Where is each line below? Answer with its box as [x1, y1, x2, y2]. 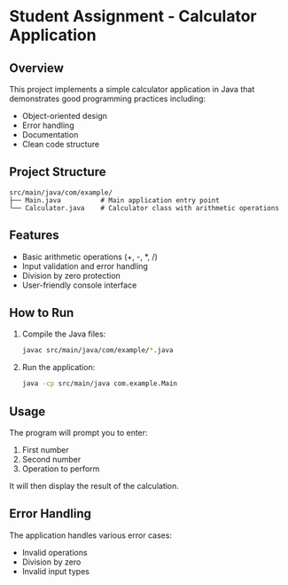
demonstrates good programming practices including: [9, 93, 206, 104]
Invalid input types [21, 565, 90, 576]
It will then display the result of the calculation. [9, 481, 180, 491]
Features [9, 228, 59, 243]
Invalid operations [21, 547, 88, 557]
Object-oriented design [21, 111, 108, 121]
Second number [21, 455, 82, 464]
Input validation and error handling [21, 260, 149, 272]
